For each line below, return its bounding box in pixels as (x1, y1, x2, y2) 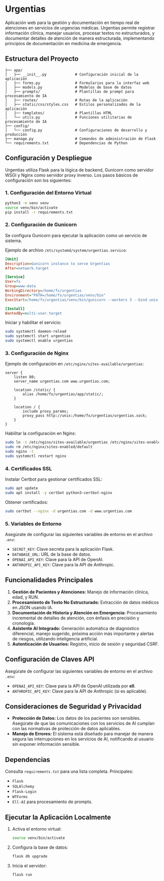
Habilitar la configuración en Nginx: (5, 430, 76, 437)
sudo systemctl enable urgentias (5, 338, 73, 343)
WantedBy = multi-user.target (5, 311, 62, 316)
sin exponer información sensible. (12, 741, 81, 747)
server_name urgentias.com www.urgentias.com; (14, 379, 110, 384)
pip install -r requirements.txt (5, 210, 73, 215)
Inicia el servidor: (12, 862, 47, 868)
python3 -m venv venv (5, 200, 49, 205)
